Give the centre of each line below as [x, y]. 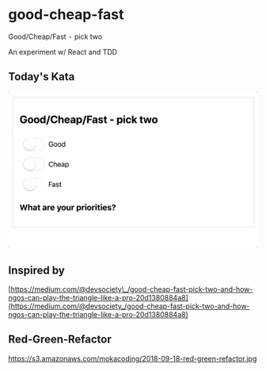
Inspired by [36, 270]
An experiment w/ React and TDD [63, 52]
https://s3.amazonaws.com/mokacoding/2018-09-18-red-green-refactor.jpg [133, 358]
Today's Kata [42, 77]
